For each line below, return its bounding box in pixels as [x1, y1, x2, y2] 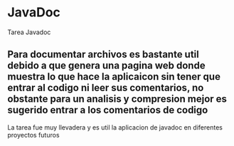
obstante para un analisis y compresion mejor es [7, 93, 228, 105]
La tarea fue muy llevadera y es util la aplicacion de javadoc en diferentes [7, 122, 223, 132]
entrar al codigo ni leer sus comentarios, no [7, 82, 204, 94]
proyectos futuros [7, 130, 60, 139]
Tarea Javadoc [7, 28, 51, 36]
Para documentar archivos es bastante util [7, 48, 199, 61]
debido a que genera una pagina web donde [7, 60, 206, 72]
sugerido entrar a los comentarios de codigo [7, 104, 208, 116]
